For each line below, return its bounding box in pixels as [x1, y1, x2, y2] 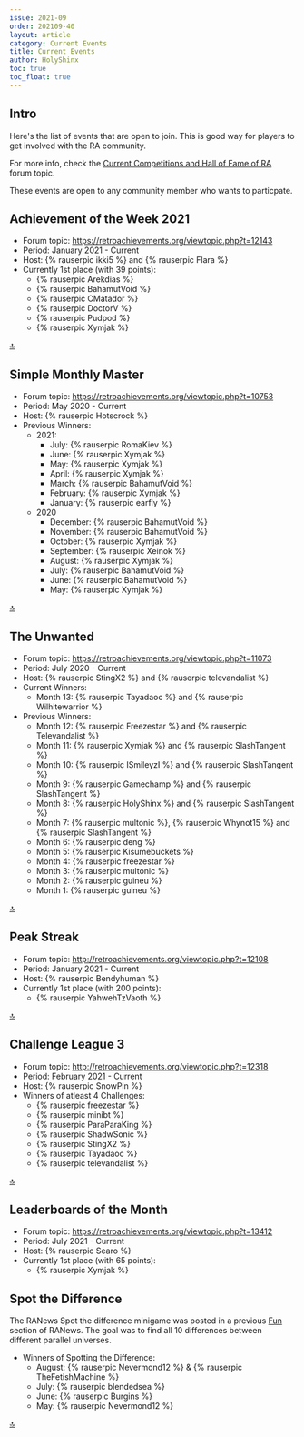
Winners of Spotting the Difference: [22, 1352, 156, 1363]
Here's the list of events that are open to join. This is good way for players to [9, 130, 295, 141]
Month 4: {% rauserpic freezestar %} [35, 856, 175, 867]
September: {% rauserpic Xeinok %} [49, 546, 186, 557]
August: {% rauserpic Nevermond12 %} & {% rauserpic [35, 1362, 243, 1373]
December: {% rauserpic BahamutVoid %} [49, 517, 209, 528]
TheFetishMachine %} [35, 1372, 120, 1382]
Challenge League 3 [9, 1037, 125, 1052]
